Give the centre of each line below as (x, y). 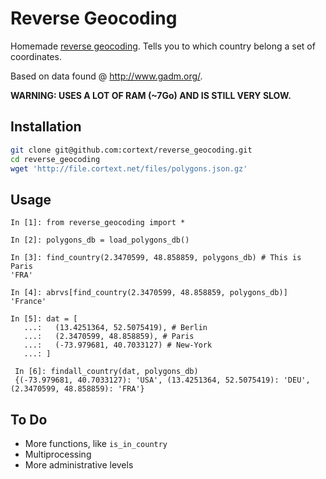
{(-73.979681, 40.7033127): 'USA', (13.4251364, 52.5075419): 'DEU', (162, 380)
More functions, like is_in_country (96, 443)
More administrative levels (79, 465)
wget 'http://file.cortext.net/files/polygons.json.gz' (129, 168)
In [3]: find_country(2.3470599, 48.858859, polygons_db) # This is (156, 258)
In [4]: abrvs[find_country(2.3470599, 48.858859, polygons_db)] (149, 293)
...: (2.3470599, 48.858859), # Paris (109, 337)
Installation (46, 127)
